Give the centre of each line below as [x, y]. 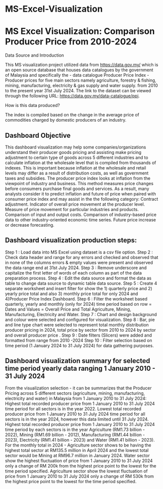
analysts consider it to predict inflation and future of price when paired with [81, 193]
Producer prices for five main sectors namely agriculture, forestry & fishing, [81, 80]
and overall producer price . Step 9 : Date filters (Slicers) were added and [79, 335]
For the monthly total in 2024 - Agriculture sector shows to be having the [78, 445]
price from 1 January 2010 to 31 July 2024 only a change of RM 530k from [80, 476]
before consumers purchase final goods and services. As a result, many [77, 189]
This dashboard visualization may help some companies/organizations [76, 147]
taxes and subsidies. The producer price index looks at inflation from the [78, 178]
